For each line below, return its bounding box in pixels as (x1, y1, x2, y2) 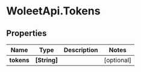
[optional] (104, 56, 132, 64)
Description (63, 46, 98, 54)
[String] (35, 56, 58, 64)
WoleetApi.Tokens (6, 4, 101, 18)
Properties (6, 28, 47, 38)
